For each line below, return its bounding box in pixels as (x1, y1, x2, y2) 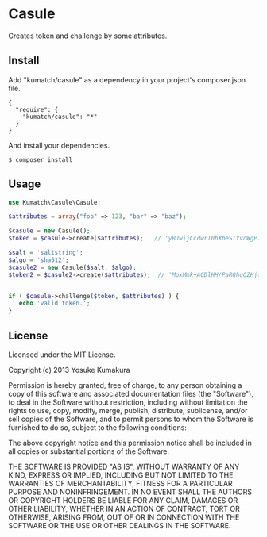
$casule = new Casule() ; (8, 227, 91, 235)
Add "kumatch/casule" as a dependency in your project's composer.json (8, 75, 246, 84)
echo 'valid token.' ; (18, 299, 91, 308)
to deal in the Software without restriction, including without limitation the (8, 397, 248, 407)
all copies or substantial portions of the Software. (8, 447, 169, 456)
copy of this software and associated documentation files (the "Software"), (8, 389, 254, 398)
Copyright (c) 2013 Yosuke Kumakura (8, 366, 130, 374)
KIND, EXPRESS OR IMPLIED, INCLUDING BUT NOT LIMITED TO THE (8, 470, 234, 480)
